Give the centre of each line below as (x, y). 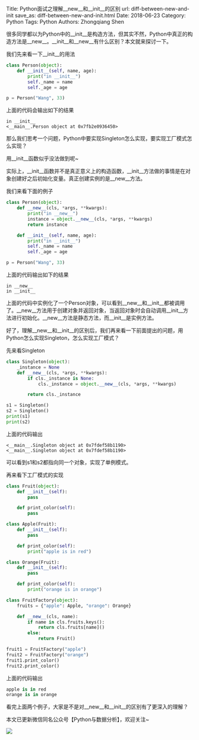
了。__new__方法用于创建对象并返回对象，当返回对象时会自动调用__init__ (95, 310)
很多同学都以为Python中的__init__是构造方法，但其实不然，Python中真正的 (97, 34)
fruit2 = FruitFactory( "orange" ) (48, 655)
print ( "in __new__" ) (53, 213)
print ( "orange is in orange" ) (65, 590)
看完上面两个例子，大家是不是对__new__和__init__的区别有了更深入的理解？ (97, 707)
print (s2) (18, 422)
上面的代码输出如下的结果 (37, 275)
